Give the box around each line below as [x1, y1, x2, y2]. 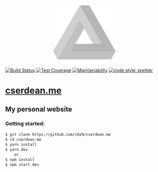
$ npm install [5, 157, 35, 162]
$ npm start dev [5, 162, 39, 167]
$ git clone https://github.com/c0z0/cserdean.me [5, 132, 111, 137]
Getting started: [5, 120, 45, 127]
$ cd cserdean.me [5, 137, 42, 142]
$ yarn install [5, 142, 37, 147]
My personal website [5, 105, 73, 113]
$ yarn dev [5, 147, 28, 152]
